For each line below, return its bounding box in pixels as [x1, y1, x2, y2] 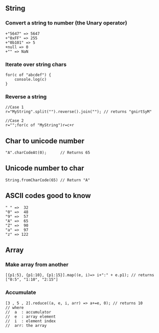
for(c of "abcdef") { [5, 72, 52, 77]
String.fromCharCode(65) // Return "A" [5, 177, 90, 183]
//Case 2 [5, 118, 24, 123]
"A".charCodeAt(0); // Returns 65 [5, 150, 90, 156]
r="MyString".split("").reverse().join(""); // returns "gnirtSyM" [5, 109, 152, 115]
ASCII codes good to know [5, 191, 91, 200]
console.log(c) [14, 77, 47, 82]
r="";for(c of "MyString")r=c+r [5, 123, 74, 128]
